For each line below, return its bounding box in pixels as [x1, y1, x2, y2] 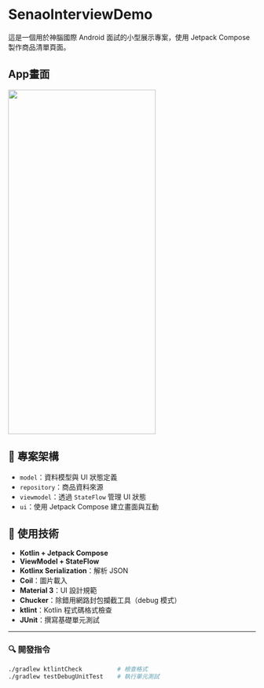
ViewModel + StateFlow [19, 557, 100, 566]
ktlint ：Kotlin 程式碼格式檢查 [19, 605, 112, 615]
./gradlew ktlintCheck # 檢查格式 [8, 665, 148, 673]
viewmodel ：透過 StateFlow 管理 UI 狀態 [19, 492, 147, 501]
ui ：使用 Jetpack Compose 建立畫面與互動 [19, 501, 159, 511]
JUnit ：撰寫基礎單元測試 [19, 616, 100, 625]
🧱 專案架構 [8, 450, 59, 464]
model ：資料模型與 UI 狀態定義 [19, 472, 118, 482]
